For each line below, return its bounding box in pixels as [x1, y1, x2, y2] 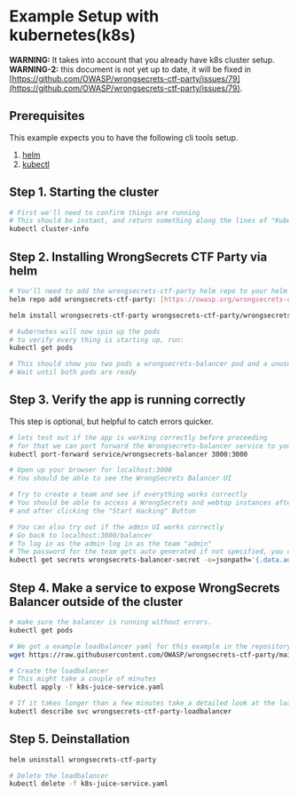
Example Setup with [9, 6, 160, 27]
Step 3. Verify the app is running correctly [9, 393, 246, 408]
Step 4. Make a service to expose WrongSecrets [9, 580, 280, 595]
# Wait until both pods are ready [9, 368, 137, 377]
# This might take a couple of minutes [9, 674, 157, 683]
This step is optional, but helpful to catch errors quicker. [9, 416, 214, 426]
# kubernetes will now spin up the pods [9, 327, 161, 336]
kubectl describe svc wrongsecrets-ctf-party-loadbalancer [9, 707, 232, 716]
